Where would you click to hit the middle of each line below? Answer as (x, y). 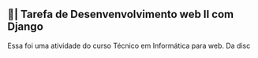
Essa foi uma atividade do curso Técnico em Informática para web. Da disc (129, 45)
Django (26, 27)
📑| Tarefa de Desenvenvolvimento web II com (121, 14)
